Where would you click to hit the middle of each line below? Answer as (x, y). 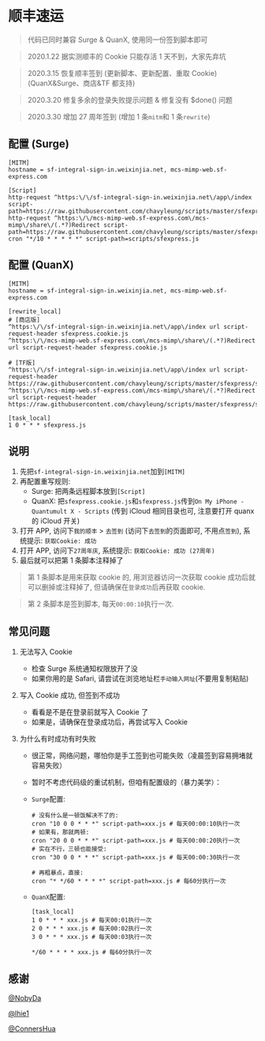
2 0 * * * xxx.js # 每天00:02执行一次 (91, 929)
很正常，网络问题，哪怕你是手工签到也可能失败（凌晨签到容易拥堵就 (142, 756)
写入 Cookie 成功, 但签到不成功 (69, 696)
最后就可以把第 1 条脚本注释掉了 (71, 560)
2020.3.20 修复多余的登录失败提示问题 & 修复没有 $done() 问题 (130, 100)
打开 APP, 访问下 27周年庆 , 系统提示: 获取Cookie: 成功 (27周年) (117, 551)
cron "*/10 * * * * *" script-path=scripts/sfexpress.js (104, 239)
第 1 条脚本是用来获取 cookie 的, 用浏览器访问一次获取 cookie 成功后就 (142, 577)
